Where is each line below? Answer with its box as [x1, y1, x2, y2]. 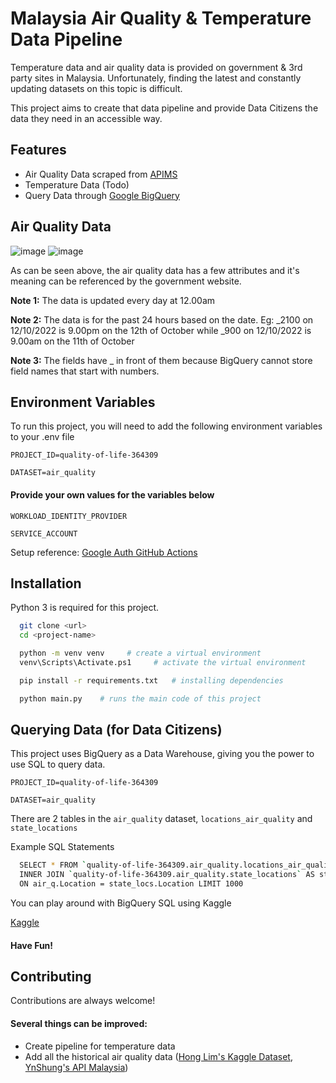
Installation [10, 575, 82, 592]
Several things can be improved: [10, 1018, 148, 1030]
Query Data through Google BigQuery [24, 189, 180, 201]
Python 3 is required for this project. [10, 602, 160, 614]
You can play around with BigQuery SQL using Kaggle [10, 897, 232, 909]
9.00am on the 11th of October [10, 335, 135, 347]
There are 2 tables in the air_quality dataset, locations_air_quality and [10, 813, 313, 825]
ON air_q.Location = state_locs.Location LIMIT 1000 [19, 879, 244, 889]
